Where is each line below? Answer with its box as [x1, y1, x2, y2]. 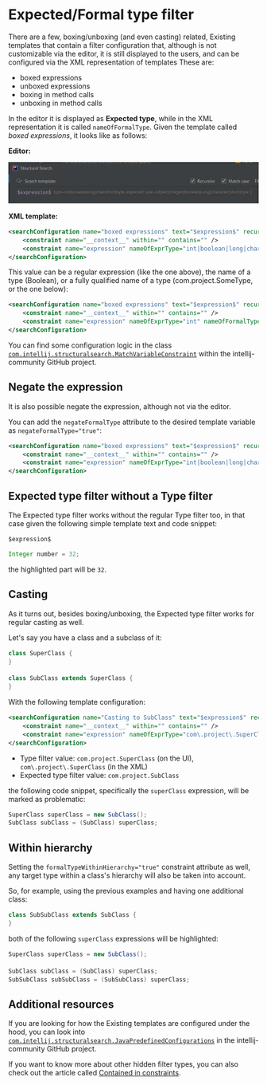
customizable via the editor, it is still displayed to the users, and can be [8, 49, 240, 58]
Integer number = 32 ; [8, 550, 80, 559]
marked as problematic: [8, 794, 86, 804]
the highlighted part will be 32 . [8, 564, 107, 574]
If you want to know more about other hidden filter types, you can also [8, 1059, 238, 1069]
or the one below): [8, 285, 69, 294]
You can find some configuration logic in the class [8, 340, 172, 350]
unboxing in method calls [19, 98, 103, 108]
